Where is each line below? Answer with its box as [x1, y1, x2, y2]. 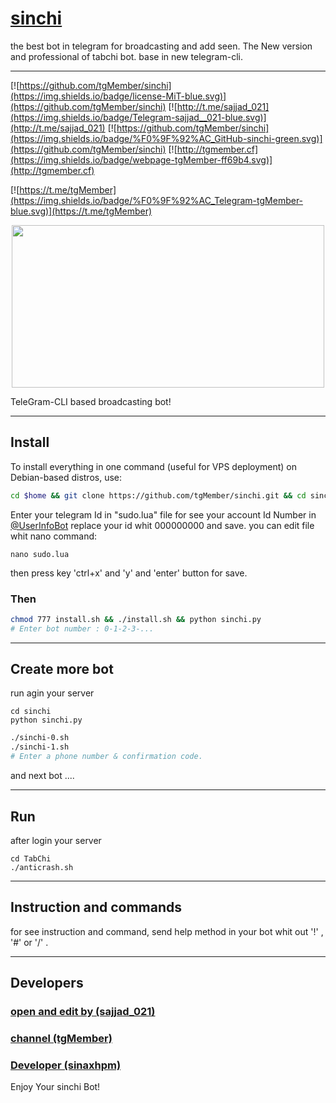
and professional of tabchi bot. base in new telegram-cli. [10, 50, 243, 62]
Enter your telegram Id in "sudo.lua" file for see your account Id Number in [10, 508, 317, 521]
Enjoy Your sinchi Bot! [10, 1081, 101, 1093]
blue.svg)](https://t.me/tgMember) [10, 205, 153, 217]
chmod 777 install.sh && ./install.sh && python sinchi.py [10, 614, 262, 624]
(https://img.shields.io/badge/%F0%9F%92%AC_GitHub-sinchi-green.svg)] [10, 132, 323, 144]
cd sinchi [10, 707, 52, 717]
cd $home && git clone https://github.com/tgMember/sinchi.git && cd [10, 490, 307, 501]
